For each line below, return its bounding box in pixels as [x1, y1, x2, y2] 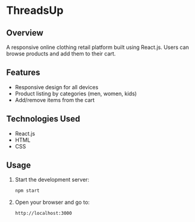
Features [6, 68, 40, 78]
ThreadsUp [6, 4, 64, 17]
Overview [6, 28, 44, 38]
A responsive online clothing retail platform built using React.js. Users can [6, 43, 190, 51]
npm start [14, 188, 40, 194]
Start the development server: [14, 176, 90, 183]
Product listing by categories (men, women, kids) [14, 90, 137, 97]
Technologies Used [6, 114, 80, 124]
